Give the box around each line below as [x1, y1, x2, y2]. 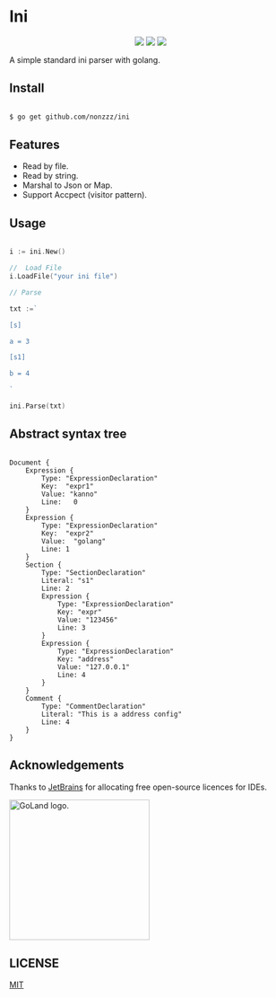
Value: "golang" [41, 536, 106, 545]
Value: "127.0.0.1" [56, 662, 130, 671]
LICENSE [9, 955, 60, 971]
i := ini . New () [9, 247, 66, 257]
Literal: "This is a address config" [41, 710, 182, 719]
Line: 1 [41, 544, 70, 553]
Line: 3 [56, 623, 87, 632]
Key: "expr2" [41, 528, 94, 538]
